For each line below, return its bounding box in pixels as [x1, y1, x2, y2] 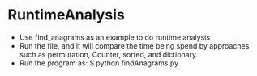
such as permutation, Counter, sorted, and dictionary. [19, 49, 199, 59]
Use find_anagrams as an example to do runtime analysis [19, 32, 211, 42]
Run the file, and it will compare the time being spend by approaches [19, 40, 250, 50]
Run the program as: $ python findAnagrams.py [19, 58, 179, 68]
